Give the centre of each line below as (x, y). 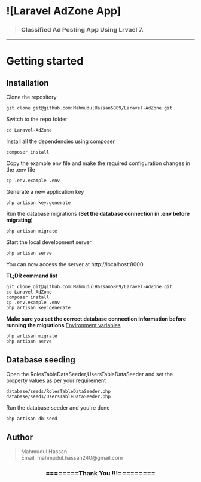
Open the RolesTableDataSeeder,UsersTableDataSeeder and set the (90, 374)
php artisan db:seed (32, 419)
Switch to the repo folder (37, 119)
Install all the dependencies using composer (61, 141)
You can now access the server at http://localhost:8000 (75, 264)
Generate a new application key (45, 192)
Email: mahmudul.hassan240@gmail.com (72, 458)
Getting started (45, 61)
